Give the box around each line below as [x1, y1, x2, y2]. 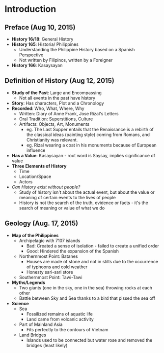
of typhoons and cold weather [26, 264, 88, 270]
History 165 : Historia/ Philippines [11, 41, 79, 47]
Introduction [4, 3, 56, 15]
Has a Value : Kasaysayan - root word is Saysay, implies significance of [11, 152, 156, 158]
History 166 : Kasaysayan [11, 63, 63, 68]
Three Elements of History [11, 163, 67, 169]
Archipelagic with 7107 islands [19, 238, 81, 244]
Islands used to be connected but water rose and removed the [26, 337, 153, 343]
